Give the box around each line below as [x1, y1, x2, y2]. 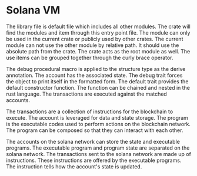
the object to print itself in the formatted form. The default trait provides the [6, 77, 189, 85]
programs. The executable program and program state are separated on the [6, 144, 190, 151]
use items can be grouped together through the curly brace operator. [6, 54, 173, 61]
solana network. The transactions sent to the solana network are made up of [6, 150, 191, 157]
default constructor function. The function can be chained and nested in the [6, 84, 190, 91]
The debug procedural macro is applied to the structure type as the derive [6, 65, 186, 72]
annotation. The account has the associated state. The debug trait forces [6, 72, 183, 79]
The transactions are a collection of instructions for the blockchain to [6, 108, 173, 115]
